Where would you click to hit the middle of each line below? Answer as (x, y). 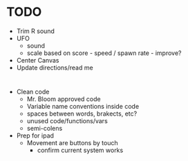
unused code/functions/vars (67, 121)
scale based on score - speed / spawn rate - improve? (104, 53)
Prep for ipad (35, 136)
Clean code (33, 92)
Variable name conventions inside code (83, 107)
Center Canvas (38, 60)
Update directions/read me (55, 67)
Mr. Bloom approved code (64, 99)
